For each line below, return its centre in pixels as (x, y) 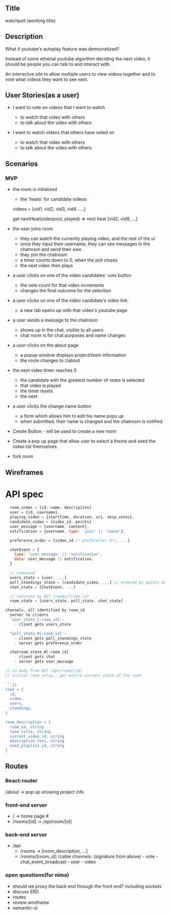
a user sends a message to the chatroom (55, 320)
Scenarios (22, 164)
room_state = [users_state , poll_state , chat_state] (67, 601)
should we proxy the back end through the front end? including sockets (87, 886)
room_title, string (30, 732)
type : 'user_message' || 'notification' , (58, 554)
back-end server (26, 834)
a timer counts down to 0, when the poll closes (69, 260)
